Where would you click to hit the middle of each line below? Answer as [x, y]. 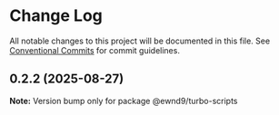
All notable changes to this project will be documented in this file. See [140, 41]
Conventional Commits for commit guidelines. [95, 50]
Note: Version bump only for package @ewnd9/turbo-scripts [124, 101]
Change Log [56, 16]
